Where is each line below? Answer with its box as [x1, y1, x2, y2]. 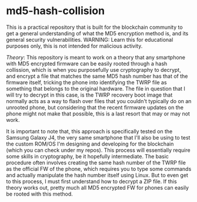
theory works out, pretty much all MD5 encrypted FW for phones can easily [6, 184, 189, 191]
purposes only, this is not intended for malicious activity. [6, 42, 143, 49]
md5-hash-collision [6, 4, 105, 18]
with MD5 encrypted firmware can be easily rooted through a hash [6, 60, 168, 67]
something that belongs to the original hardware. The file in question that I [6, 85, 185, 92]
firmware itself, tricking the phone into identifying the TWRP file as [6, 78, 167, 86]
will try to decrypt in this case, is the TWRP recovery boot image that [6, 91, 173, 98]
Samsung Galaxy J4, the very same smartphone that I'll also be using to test [6, 134, 191, 141]
